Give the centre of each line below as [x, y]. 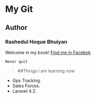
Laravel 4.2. [24, 91]
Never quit [16, 61]
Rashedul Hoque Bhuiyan [36, 42]
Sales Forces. [26, 86]
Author [16, 28]
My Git [19, 9]
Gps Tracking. [27, 80]
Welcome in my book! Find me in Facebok [48, 52]
